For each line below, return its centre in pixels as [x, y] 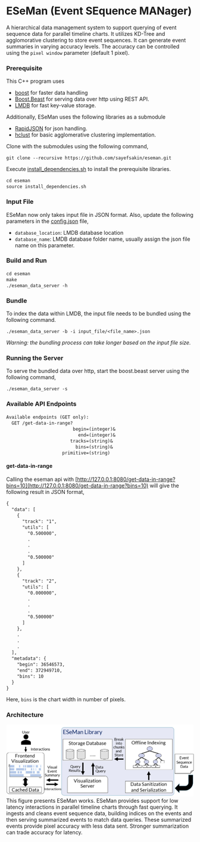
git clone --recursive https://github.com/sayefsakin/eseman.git [89, 158]
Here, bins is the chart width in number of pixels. [66, 699]
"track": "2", [40, 581]
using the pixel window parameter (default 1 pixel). [68, 52]
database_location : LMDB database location [69, 232]
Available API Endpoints [41, 404]
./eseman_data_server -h [37, 285]
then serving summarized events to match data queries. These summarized [99, 819]
